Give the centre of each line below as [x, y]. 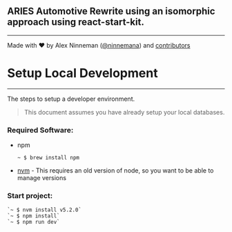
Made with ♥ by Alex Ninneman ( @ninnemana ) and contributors [99, 45]
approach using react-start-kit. [76, 22]
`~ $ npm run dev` [33, 222]
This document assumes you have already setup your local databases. [124, 112]
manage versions [42, 178]
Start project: [30, 195]
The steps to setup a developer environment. [71, 99]
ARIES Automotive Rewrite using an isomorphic [111, 11]
